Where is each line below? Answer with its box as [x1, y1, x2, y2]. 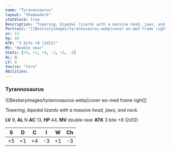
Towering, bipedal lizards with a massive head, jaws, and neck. [5, 107, 139, 113]
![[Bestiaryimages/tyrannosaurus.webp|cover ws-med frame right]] [5, 97, 147, 103]
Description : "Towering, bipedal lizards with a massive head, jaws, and [5, 21, 165, 27]
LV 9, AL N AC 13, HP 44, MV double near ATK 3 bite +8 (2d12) [5, 117, 138, 123]
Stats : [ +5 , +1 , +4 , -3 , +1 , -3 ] [5, 50, 76, 55]
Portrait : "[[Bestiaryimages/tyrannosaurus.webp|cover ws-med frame [5, 26, 154, 32]
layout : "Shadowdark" [5, 12, 51, 17]
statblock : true [5, 17, 40, 22]
